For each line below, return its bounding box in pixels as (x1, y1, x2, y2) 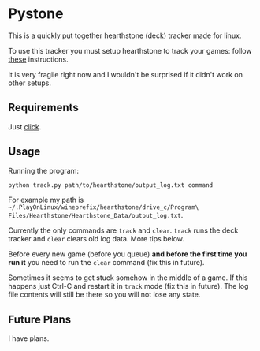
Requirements (8, 101, 79, 114)
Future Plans (8, 312, 72, 326)
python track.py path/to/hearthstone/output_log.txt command (8, 181, 214, 189)
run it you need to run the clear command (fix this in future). (8, 258, 205, 267)
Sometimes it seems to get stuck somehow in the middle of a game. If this (8, 273, 248, 282)
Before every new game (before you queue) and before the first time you (8, 249, 247, 259)
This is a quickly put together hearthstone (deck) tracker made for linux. (8, 31, 242, 40)
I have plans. (8, 334, 50, 343)
